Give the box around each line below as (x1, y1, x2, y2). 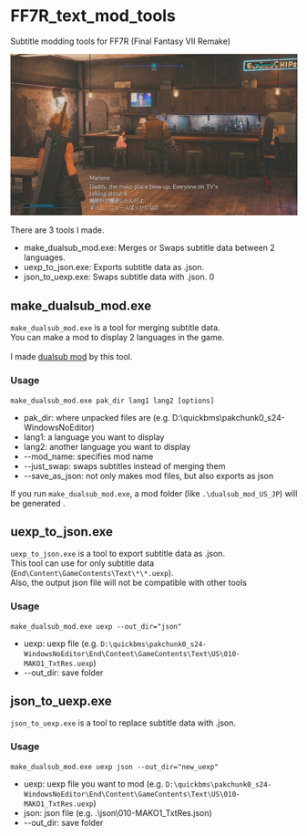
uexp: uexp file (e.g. (23, 638, 99, 649)
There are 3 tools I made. (10, 225, 105, 235)
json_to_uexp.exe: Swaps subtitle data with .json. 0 (23, 271, 215, 283)
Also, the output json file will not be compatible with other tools (10, 577, 247, 589)
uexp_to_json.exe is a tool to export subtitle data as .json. (10, 549, 226, 559)
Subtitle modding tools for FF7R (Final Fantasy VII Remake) (10, 36, 231, 47)
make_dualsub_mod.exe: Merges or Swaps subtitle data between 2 (23, 243, 276, 254)
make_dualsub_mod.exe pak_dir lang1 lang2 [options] (10, 396, 215, 405)
